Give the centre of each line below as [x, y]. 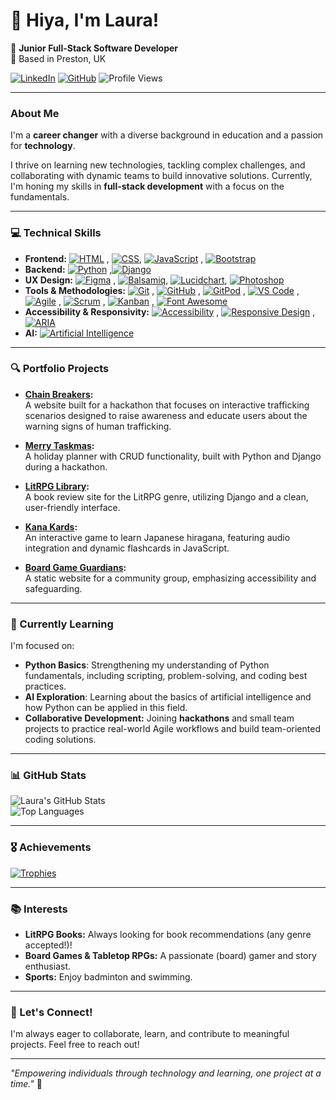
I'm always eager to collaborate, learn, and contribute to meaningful [150, 1034]
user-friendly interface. [72, 507]
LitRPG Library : [57, 486]
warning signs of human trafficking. [98, 426]
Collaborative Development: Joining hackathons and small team [159, 718]
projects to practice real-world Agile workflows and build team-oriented [172, 729]
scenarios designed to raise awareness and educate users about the [166, 415]
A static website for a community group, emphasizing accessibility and [170, 578]
